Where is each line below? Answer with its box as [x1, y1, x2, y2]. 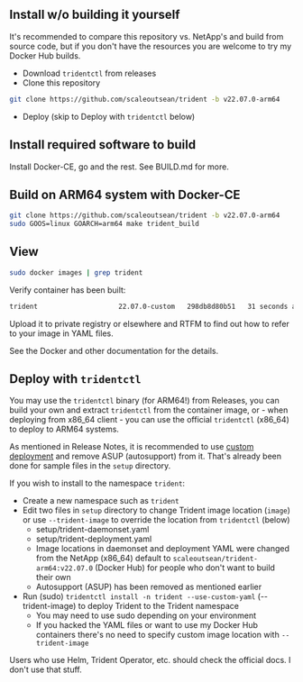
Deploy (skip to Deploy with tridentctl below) [22, 111, 196, 122]
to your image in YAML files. [9, 328, 115, 339]
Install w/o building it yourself [9, 7, 180, 23]
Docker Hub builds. [9, 50, 81, 61]
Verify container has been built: [9, 284, 126, 296]
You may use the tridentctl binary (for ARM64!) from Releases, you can [9, 396, 280, 406]
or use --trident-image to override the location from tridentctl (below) [22, 514, 290, 525]
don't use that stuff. [9, 664, 83, 675]
